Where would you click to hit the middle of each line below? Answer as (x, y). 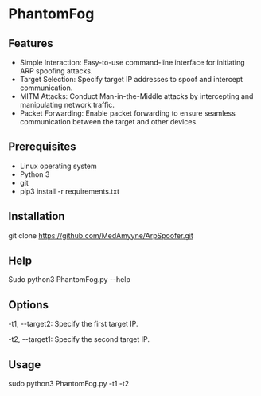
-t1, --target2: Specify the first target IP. (73, 324)
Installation (37, 216)
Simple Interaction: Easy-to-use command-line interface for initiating (132, 62)
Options (29, 305)
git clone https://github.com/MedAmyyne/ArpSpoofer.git (101, 235)
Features (31, 43)
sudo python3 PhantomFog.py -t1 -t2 (69, 384)
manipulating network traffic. (67, 105)
